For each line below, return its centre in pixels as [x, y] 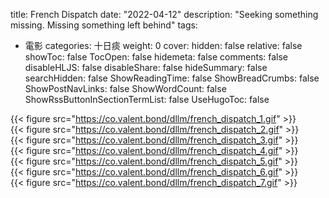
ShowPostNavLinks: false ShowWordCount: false [125, 88]
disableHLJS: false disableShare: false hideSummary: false [146, 67]
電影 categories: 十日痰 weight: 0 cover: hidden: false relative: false [163, 45]
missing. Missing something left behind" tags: [104, 25]
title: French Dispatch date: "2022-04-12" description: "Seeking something [164, 14]
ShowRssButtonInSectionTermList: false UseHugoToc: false [147, 99]
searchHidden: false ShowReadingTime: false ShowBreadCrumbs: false [172, 78]
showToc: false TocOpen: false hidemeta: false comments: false [156, 57]
